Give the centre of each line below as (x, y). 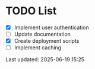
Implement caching (38, 48)
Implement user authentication (52, 27)
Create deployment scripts (47, 41)
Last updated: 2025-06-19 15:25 (45, 59)
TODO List (31, 11)
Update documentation (42, 34)
